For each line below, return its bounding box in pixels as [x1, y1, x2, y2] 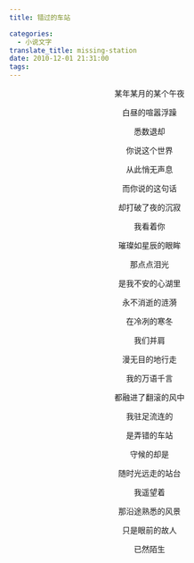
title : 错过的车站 [9, 13, 71, 22]
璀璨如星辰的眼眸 [118, 240, 181, 250]
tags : [9, 63, 29, 71]
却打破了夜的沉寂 [118, 202, 181, 213]
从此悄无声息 [125, 164, 174, 174]
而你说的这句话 [122, 183, 177, 193]
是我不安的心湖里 [118, 278, 181, 289]
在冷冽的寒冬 [125, 316, 174, 326]
